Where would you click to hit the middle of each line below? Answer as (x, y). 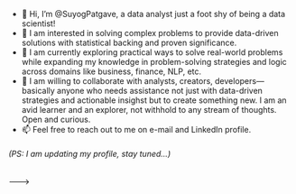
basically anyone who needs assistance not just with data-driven (142, 91)
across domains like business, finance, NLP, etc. (111, 71)
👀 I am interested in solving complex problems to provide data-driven (150, 33)
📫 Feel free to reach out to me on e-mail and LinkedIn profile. (136, 129)
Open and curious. (56, 119)
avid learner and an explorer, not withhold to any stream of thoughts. (149, 110)
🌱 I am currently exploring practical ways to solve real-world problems (152, 52)
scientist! (38, 23)
